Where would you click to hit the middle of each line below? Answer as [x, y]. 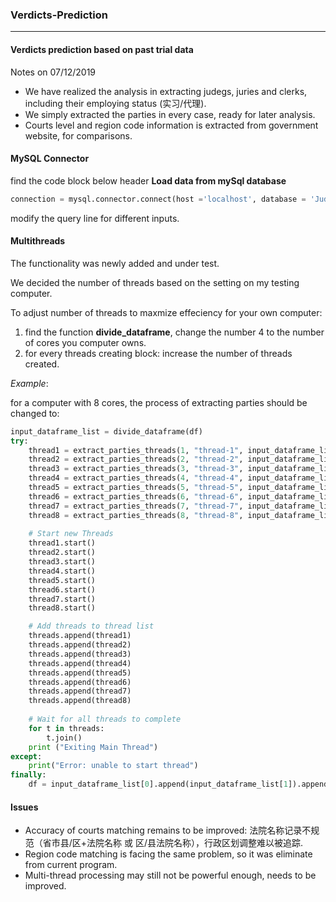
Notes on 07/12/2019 [53, 72]
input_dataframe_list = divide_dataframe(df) [106, 431]
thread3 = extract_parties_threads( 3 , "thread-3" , [136, 469]
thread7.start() [62, 599]
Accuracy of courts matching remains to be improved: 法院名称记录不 [168, 830]
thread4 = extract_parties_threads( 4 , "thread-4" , [136, 478]
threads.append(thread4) [80, 663]
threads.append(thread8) [80, 701]
